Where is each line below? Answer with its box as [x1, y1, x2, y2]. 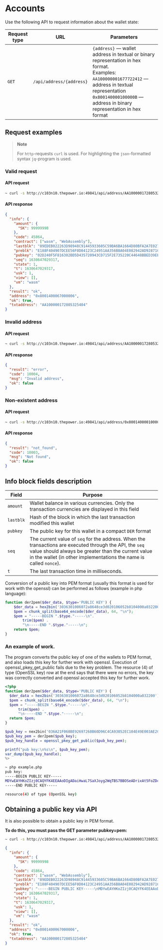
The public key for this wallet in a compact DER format [30, 527, 151, 534]
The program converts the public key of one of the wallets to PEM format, [5, 654, 152, 660]
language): [5, 591, 27, 596]
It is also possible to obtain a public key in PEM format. [5, 818, 114, 824]
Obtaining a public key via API [5, 805, 97, 813]
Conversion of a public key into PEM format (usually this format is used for [5, 580, 154, 586]
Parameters [110, 34, 138, 40]
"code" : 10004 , [9, 372, 40, 377]
